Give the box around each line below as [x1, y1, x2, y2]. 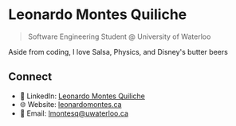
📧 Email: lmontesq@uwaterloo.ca [19, 109, 129, 118]
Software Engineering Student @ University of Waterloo [27, 32, 211, 41]
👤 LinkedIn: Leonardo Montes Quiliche [19, 91, 145, 101]
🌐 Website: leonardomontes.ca [19, 99, 122, 109]
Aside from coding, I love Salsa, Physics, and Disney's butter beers [8, 47, 229, 56]
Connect [8, 70, 53, 84]
